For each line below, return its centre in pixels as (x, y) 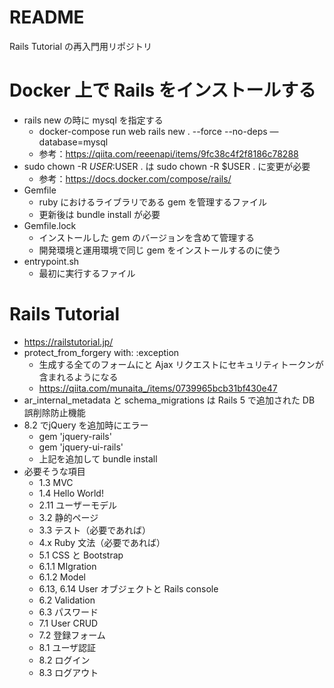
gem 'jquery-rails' (75, 436)
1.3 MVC (56, 482)
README (47, 17)
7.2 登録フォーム (72, 635)
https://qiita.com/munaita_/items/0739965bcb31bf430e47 (158, 388)
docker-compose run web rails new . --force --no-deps (153, 131)
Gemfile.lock (50, 225)
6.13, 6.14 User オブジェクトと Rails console (128, 588)
